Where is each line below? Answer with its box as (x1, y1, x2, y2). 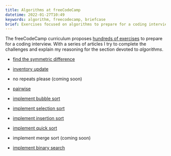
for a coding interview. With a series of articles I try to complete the (5, 41, 147, 47)
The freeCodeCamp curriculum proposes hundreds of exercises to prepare (5, 36, 163, 42)
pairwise (12, 86, 31, 92)
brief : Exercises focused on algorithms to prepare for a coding (5, 21, 147, 27)
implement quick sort (12, 125, 58, 131)
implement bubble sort (12, 96, 61, 102)
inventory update (12, 66, 49, 72)
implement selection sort (12, 105, 65, 112)
